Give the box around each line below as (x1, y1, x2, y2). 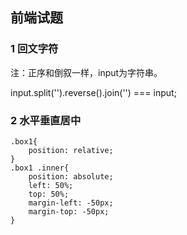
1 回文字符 (10, 42, 59, 56)
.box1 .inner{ (10, 163, 70, 173)
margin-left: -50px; (28, 198, 114, 208)
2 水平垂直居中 (10, 113, 82, 127)
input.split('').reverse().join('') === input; (10, 86, 177, 98)
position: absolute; (28, 171, 114, 182)
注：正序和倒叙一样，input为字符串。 (10, 66, 163, 78)
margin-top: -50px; (28, 206, 110, 217)
